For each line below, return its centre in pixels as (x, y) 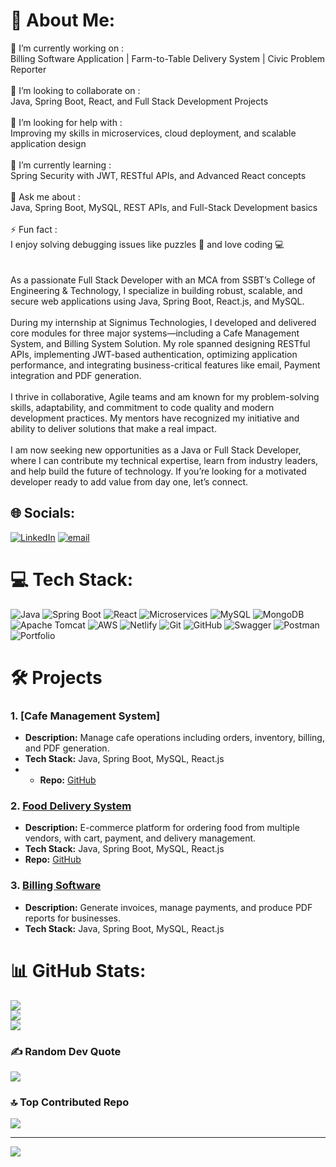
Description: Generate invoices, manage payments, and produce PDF (168, 907)
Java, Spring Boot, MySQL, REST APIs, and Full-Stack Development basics (164, 207)
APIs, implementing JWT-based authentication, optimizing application (154, 354)
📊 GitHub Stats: (78, 970)
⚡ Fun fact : (34, 229)
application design (48, 143)
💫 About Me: (63, 20)
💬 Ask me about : (45, 196)
